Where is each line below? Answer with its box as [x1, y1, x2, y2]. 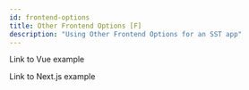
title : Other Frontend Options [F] [9, 21, 142, 30]
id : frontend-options [9, 12, 90, 22]
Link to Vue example [9, 54, 85, 65]
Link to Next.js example [9, 71, 96, 82]
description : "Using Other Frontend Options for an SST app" [9, 29, 243, 38]
